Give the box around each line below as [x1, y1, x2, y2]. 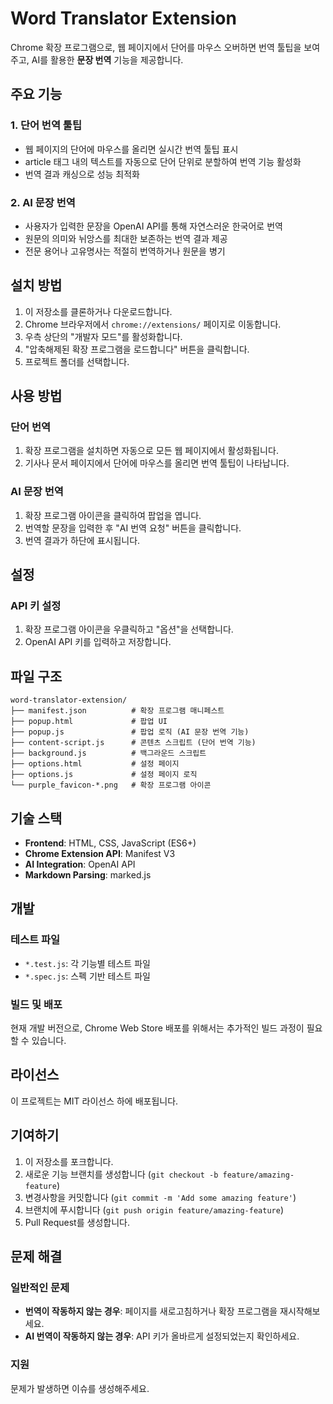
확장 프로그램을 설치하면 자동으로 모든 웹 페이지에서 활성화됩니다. [24, 445, 279, 457]
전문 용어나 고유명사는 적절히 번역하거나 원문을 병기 [24, 245, 226, 257]
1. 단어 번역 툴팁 [10, 118, 82, 132]
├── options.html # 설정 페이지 [10, 759, 180, 769]
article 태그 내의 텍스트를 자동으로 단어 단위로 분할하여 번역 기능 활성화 [24, 155, 302, 167]
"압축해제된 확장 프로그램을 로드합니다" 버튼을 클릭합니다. [24, 343, 250, 355]
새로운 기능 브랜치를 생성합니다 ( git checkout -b [24, 1168, 219, 1180]
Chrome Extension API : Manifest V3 [24, 848, 176, 860]
